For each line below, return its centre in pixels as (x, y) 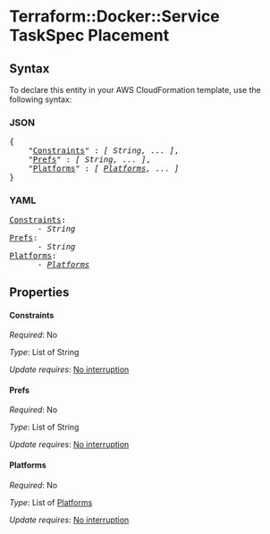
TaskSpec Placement (89, 35)
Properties (39, 292)
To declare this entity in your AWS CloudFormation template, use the (135, 90)
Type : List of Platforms (51, 502)
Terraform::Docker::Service (115, 17)
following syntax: (41, 99)
